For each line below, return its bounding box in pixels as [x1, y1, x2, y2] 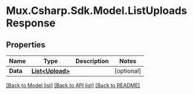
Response [6, 16, 56, 30]
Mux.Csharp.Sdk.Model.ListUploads [6, 4, 187, 18]
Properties [6, 40, 46, 50]
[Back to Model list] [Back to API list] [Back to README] [6, 82, 140, 89]
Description [75, 57, 109, 65]
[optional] [114, 67, 142, 75]
